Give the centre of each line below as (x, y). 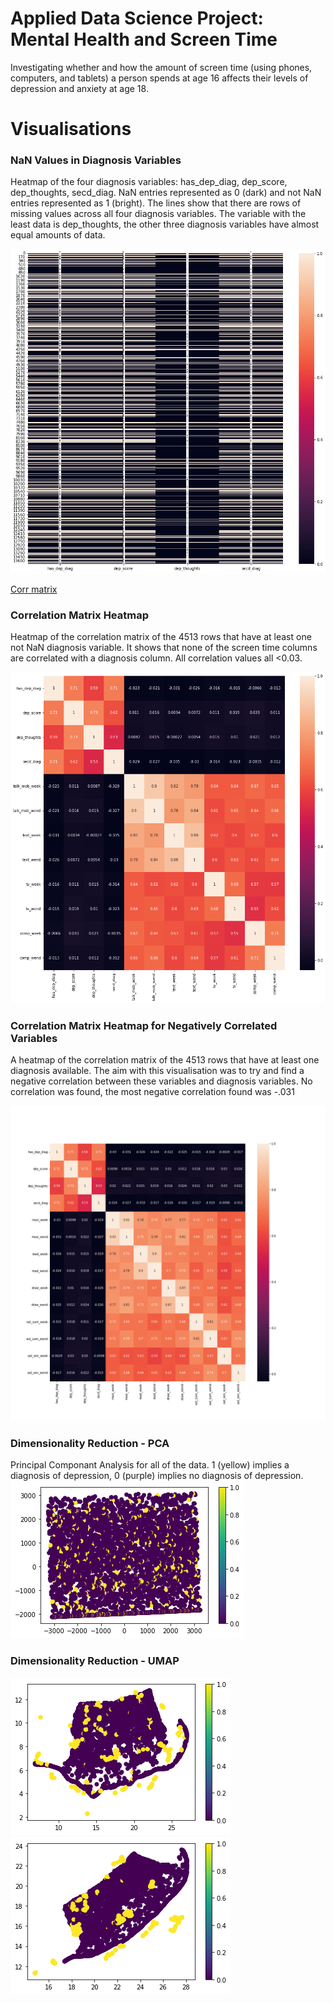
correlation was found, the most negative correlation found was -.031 (152, 1091)
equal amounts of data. (58, 235)
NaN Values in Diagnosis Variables (96, 160)
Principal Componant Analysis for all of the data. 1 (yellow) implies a (150, 1465)
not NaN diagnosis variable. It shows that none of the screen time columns (164, 648)
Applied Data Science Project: (137, 18)
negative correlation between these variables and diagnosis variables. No (161, 1081)
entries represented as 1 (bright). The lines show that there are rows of (156, 203)
